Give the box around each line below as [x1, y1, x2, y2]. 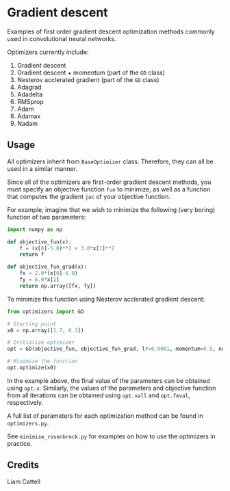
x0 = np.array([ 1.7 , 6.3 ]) [7, 327, 84, 334]
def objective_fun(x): [7, 238, 72, 245]
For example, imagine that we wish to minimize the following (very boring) [7, 205, 216, 213]
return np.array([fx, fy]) [19, 282, 97, 289]
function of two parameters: [7, 213, 86, 221]
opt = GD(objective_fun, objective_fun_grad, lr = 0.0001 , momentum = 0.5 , [7, 345, 216, 353]
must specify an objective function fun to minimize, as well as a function [7, 185, 211, 193]
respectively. [7, 398, 43, 406]
